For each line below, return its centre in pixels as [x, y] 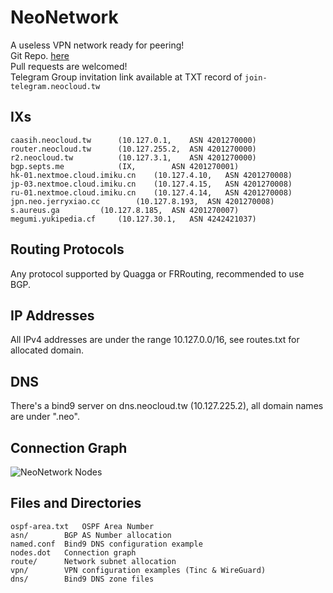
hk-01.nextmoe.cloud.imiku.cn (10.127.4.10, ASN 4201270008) [151, 175]
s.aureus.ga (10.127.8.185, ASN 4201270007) [125, 210]
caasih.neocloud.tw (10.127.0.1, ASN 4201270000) [133, 140]
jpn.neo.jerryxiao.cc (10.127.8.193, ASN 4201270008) [142, 201]
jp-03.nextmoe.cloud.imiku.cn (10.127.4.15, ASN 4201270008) [151, 184]
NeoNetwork [64, 17]
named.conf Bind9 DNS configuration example [106, 544]
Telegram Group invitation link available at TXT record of [126, 77]
